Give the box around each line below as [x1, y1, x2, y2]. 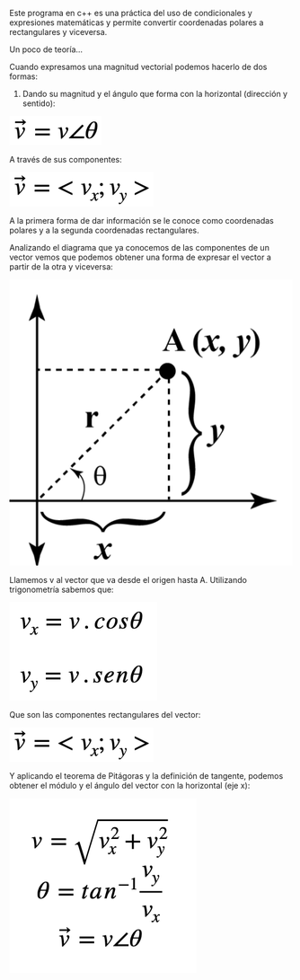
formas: [9, 71, 39, 82]
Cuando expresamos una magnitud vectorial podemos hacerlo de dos [9, 62, 268, 72]
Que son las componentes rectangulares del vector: [9, 709, 201, 720]
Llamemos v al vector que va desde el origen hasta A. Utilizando [9, 574, 247, 585]
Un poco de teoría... [9, 44, 84, 55]
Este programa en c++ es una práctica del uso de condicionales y [9, 8, 253, 18]
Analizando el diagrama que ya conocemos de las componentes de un [9, 243, 269, 252]
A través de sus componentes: [9, 155, 123, 164]
